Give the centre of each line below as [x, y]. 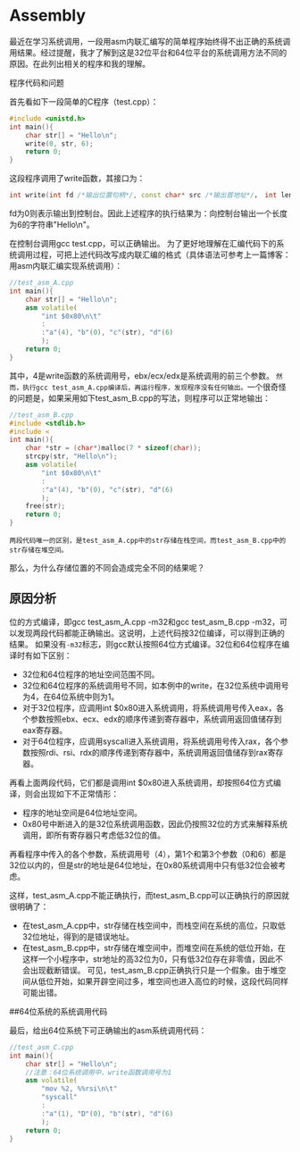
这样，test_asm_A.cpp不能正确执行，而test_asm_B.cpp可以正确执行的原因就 [150, 895]
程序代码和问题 [37, 82]
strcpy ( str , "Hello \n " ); [71, 456]
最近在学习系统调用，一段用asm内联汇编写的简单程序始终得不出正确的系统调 [150, 41]
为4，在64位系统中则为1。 [71, 697]
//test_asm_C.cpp [42, 1047]
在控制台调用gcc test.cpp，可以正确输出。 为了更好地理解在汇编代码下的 [143, 244]
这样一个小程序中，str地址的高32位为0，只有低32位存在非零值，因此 [149, 959]
